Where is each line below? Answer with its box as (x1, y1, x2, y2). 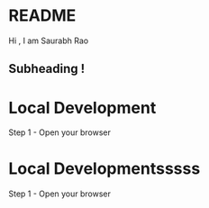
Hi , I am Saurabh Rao (8, 35, 89, 46)
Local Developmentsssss (8, 158, 201, 179)
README (8, 5, 77, 26)
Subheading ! (8, 61, 86, 77)
